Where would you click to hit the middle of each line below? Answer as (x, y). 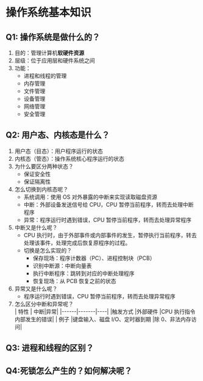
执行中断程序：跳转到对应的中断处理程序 (84, 273)
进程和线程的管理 (45, 76)
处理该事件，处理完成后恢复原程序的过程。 (77, 243)
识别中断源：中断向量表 (62, 265)
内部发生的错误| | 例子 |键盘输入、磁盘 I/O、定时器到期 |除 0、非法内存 (103, 319)
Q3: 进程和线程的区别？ (50, 348)
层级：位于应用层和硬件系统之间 (55, 61)
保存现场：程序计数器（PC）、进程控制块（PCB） (94, 258)
